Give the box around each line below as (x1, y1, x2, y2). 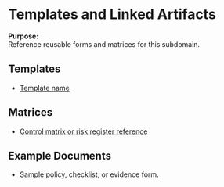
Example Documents (8, 149, 112, 162)
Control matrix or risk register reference (19, 127, 148, 136)
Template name (19, 83, 70, 92)
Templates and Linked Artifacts (8, 5, 217, 23)
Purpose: (8, 31, 39, 41)
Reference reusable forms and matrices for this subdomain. (8, 39, 201, 49)
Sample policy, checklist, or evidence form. (19, 170, 159, 179)
